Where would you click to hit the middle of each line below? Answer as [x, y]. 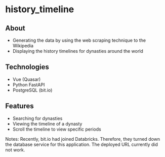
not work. [15, 150]
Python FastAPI [29, 84]
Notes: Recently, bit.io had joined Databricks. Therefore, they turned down [83, 139]
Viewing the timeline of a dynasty [47, 123]
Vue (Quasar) [27, 79]
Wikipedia [23, 46]
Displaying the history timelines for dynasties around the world [78, 51]
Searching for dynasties [37, 118]
